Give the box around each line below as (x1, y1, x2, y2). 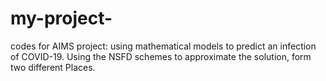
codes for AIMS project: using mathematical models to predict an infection (10, 40, 317, 52)
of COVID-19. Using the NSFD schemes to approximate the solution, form (10, 50, 312, 62)
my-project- (10, 7, 113, 30)
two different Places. (10, 61, 96, 73)
